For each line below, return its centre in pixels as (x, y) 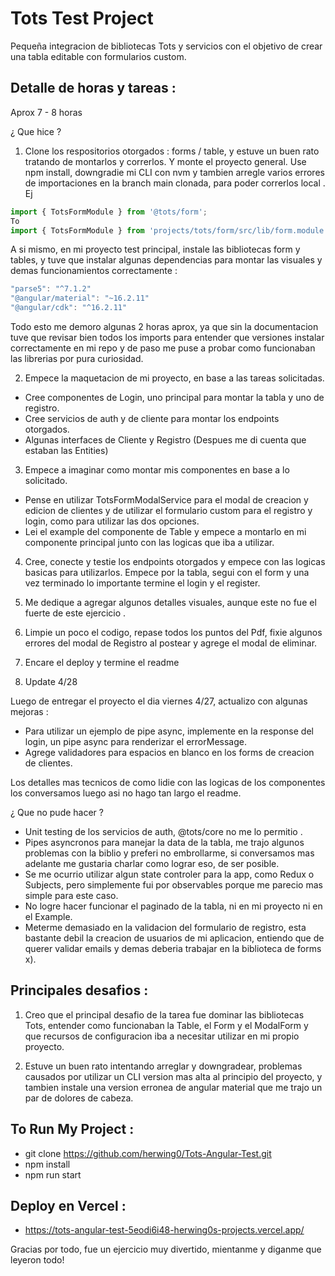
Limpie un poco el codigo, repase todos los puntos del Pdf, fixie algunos (173, 632)
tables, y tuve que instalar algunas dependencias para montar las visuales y (166, 260)
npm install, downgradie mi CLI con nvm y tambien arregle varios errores (174, 172)
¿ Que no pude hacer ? (57, 812)
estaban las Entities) (66, 450)
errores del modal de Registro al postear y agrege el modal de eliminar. (171, 643)
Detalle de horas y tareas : (93, 88)
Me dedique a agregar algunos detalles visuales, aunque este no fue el (170, 602)
